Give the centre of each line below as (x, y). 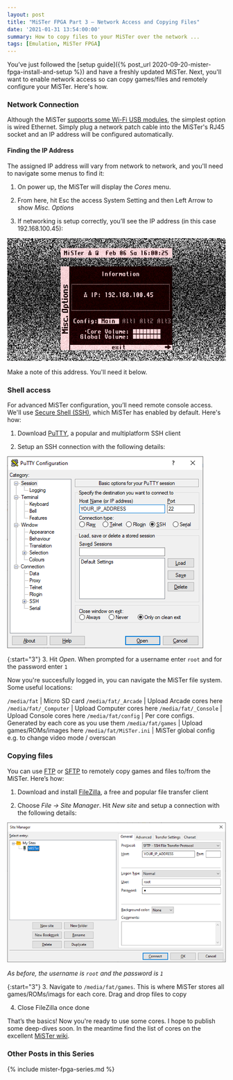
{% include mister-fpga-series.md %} (61, 1069)
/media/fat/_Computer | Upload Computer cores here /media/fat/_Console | (115, 709)
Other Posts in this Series (51, 1054)
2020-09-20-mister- (182, 65)
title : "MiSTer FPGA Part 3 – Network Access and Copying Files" (103, 22)
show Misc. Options (45, 208)
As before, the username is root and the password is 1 (85, 973)
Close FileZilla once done (53, 1008)
